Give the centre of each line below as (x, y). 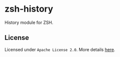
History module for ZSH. (29, 22)
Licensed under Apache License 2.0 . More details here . (60, 49)
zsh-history (29, 9)
